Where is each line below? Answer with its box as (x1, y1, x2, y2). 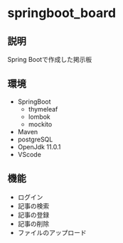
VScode (17, 150, 41, 158)
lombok (28, 112, 51, 121)
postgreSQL (17, 135, 53, 144)
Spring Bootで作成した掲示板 (7, 55, 92, 63)
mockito (28, 119, 53, 129)
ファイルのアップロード (17, 228, 87, 237)
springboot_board (7, 5, 116, 21)
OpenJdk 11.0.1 (17, 142, 61, 151)
